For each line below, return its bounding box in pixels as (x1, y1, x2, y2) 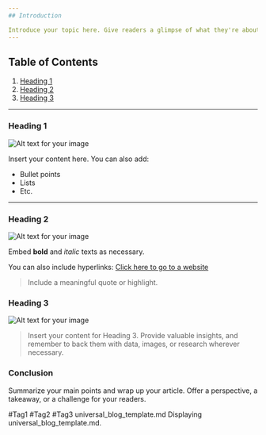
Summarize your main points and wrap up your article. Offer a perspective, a (8, 386, 258, 395)
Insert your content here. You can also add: (8, 154, 149, 164)
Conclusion (8, 368, 54, 379)
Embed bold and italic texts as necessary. (8, 247, 145, 256)
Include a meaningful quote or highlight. (27, 277, 158, 287)
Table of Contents (8, 55, 99, 68)
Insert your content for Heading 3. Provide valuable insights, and (27, 331, 239, 341)
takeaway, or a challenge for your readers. (8, 394, 146, 403)
